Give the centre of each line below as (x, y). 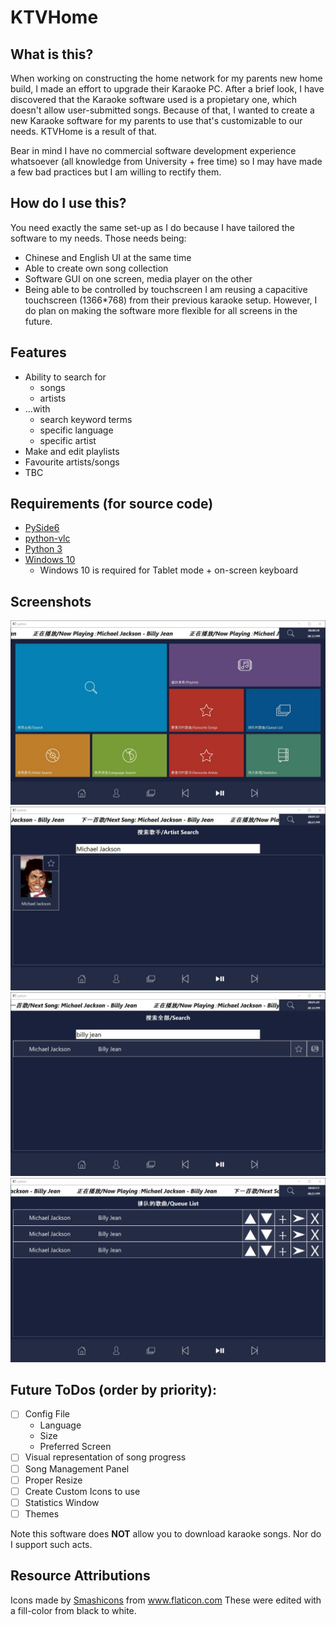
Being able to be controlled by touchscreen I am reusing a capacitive (166, 289)
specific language (76, 430)
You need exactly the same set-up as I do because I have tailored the (153, 227)
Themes (42, 1513)
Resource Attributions (80, 1576)
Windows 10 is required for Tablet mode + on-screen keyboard (169, 570)
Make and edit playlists (72, 451)
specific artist (68, 440)
